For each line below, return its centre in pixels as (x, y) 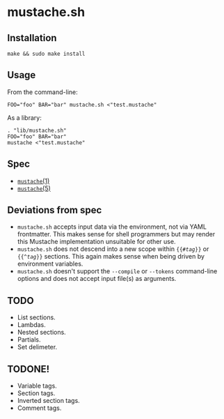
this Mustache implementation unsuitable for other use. (96, 242)
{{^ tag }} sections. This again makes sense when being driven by (111, 257)
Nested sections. (41, 333)
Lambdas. (32, 325)
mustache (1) (33, 181)
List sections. (36, 317)
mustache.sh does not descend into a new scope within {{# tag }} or (113, 249)
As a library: (24, 117)
